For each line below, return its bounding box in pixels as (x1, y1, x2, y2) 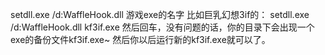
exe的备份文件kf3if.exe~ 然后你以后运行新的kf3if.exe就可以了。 (10, 34, 271, 45)
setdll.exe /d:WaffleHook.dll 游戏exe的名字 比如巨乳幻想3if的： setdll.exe (10, 9, 310, 20)
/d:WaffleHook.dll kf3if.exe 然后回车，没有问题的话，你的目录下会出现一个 (10, 21, 315, 33)
